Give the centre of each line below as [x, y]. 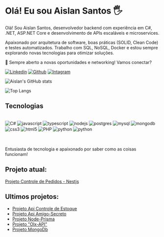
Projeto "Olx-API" [30, 224]
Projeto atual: [26, 170]
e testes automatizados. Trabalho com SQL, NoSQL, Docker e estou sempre [82, 47]
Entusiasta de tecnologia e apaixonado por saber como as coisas [71, 149]
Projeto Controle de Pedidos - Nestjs [42, 181]
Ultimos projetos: [32, 197]
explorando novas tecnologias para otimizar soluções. [59, 53]
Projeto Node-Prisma [33, 219]
